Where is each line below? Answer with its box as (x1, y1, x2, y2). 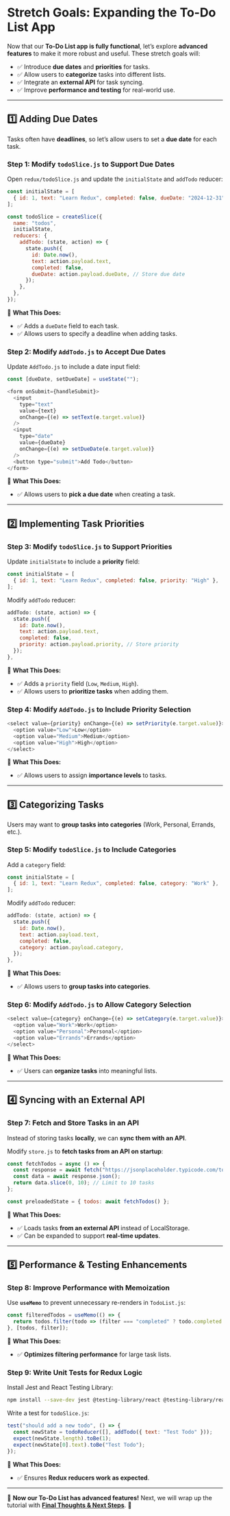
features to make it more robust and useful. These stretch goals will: (7, 49, 201, 58)
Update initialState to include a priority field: (7, 557, 140, 566)
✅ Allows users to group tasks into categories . (16, 982, 151, 991)
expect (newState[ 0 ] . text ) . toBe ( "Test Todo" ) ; (13, 1441, 146, 1448)
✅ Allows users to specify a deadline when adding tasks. (16, 329, 178, 337)
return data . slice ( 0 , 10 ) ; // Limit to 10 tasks (13, 1179, 155, 1186)
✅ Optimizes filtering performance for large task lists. (16, 1350, 172, 1358)
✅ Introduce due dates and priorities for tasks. (16, 62, 151, 71)
